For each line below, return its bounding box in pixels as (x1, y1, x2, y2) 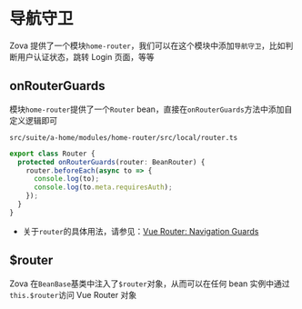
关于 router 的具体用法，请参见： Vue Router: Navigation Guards (22, 225, 259, 236)
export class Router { (9, 149, 96, 158)
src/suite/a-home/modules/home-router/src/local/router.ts (9, 133, 238, 142)
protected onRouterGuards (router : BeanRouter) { (17, 157, 206, 166)
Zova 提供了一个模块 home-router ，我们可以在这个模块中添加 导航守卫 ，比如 (9, 40, 286, 51)
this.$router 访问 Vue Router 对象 (9, 289, 137, 300)
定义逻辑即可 (9, 115, 57, 125)
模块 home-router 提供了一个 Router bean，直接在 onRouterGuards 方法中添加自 (9, 104, 293, 115)
